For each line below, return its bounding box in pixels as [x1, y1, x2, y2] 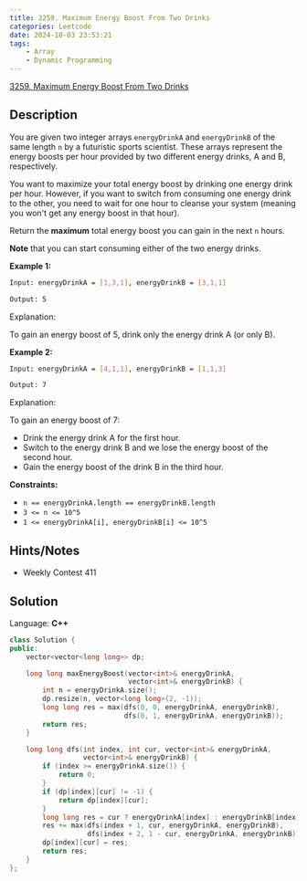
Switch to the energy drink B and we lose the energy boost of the [22, 442, 269, 453]
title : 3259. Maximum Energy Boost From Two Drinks [9, 13, 210, 23]
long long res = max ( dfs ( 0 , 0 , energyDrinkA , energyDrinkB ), [42, 703, 281, 712]
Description [9, 107, 78, 123]
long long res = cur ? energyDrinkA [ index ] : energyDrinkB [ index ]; [42, 813, 304, 822]
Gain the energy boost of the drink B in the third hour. [22, 462, 224, 473]
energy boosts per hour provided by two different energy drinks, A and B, [9, 151, 286, 162]
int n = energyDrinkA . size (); [42, 686, 157, 695]
